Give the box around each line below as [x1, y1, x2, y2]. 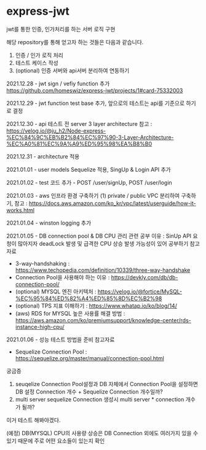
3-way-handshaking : [15, 260, 70, 267]
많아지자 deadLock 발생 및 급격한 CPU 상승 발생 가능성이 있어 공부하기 [17, 239, 189, 247]
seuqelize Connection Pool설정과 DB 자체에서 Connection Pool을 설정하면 [15, 380, 199, 387]
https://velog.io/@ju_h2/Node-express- [6, 127, 106, 134]
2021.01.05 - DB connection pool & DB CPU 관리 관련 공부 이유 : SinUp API [6, 232, 192, 239]
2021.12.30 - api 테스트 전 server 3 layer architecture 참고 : [6, 120, 153, 127]
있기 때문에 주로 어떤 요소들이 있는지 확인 [6, 437, 105, 444]
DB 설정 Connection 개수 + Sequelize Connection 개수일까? [15, 388, 163, 395]
